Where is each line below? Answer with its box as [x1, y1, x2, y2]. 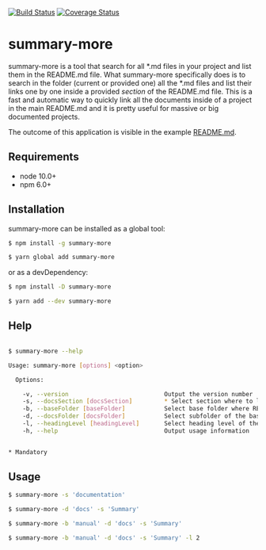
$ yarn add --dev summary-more [8, 297, 112, 305]
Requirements [8, 151, 79, 164]
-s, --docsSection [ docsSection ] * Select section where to [22, 397, 253, 406]
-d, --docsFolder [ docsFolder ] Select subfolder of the [22, 412, 246, 420]
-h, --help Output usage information [22, 426, 249, 435]
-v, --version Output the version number [22, 390, 253, 398]
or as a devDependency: [8, 268, 89, 277]
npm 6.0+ [19, 179, 51, 189]
